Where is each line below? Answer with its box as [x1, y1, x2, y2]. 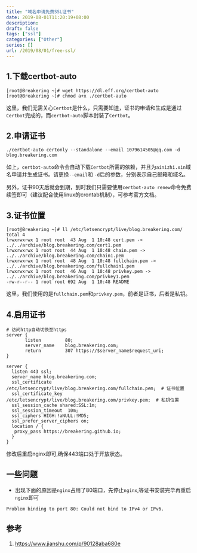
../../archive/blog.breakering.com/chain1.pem [6, 253, 124, 259]
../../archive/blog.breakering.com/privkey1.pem [6, 274, 130, 280]
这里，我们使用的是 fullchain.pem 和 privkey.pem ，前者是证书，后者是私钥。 [6, 290, 191, 297]
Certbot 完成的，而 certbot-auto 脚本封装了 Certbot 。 [6, 111, 134, 118]
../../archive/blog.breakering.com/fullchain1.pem [6, 263, 135, 269]
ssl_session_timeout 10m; [11, 408, 79, 414]
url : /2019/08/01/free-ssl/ [6, 48, 76, 54]
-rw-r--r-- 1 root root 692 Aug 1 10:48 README [6, 279, 130, 285]
